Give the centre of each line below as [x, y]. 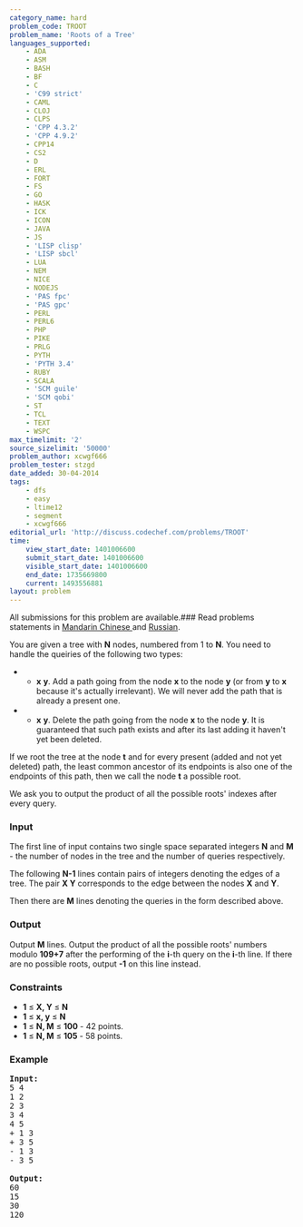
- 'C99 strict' [54, 93]
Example [29, 1059]
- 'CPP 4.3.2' [52, 128]
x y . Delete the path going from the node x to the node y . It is [150, 720]
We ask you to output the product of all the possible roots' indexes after [143, 794]
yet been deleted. [69, 740]
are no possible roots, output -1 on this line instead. [105, 964]
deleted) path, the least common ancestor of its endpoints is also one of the [151, 767]
